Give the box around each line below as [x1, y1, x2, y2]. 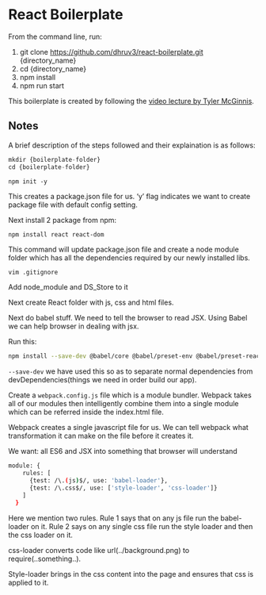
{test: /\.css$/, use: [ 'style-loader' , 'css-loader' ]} [28, 484, 218, 492]
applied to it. [8, 578, 49, 587]
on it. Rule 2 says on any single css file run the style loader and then [30, 521, 253, 531]
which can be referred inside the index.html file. [8, 407, 164, 417]
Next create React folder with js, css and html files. [8, 297, 174, 307]
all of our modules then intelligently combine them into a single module [8, 399, 239, 409]
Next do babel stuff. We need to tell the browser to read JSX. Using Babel [8, 313, 248, 323]
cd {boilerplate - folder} [8, 163, 90, 171]
